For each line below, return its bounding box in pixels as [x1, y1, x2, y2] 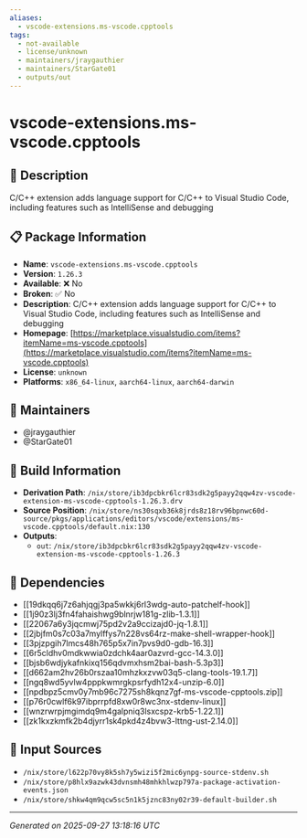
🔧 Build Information [9, 462, 122, 478]
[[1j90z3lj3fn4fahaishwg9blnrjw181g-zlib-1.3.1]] [22, 609, 200, 620]
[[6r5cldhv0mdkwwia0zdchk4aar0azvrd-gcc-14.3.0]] [22, 648, 224, 658]
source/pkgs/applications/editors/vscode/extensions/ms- [22, 514, 245, 524]
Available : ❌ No [22, 278, 83, 289]
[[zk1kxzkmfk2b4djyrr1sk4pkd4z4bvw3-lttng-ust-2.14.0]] [22, 716, 239, 727]
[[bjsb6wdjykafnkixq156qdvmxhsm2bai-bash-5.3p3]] [22, 657, 224, 668]
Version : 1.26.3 [22, 268, 83, 279]
